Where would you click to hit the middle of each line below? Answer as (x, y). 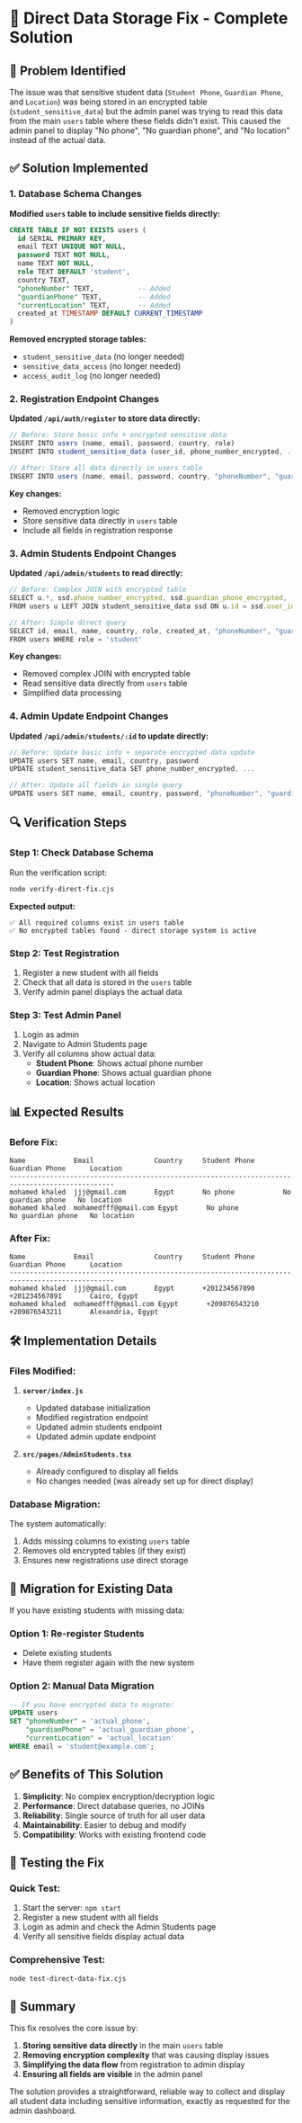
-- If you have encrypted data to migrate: (92, 1705)
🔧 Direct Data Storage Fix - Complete (149, 18)
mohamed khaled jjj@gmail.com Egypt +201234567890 (132, 1289)
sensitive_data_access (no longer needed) (102, 366)
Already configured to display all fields (107, 1471)
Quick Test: (35, 1888)
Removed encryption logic (71, 511)
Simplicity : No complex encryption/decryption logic (119, 1796)
